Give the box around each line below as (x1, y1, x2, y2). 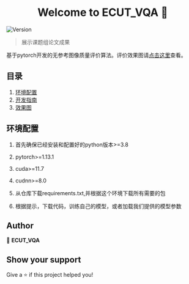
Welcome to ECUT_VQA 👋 (37, 6, 168, 20)
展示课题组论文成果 (21, 38, 70, 45)
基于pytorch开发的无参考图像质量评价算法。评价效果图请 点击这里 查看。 (6, 51, 187, 59)
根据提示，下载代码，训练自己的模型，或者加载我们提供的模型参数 (15, 202, 182, 210)
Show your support (6, 254, 81, 265)
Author (6, 220, 34, 231)
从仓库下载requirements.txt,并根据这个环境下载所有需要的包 (15, 189, 166, 196)
